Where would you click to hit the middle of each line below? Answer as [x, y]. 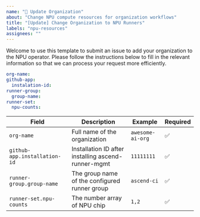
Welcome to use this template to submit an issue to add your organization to [99, 51]
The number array [96, 198]
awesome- [143, 133]
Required [178, 122]
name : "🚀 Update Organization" [45, 12]
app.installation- [35, 156]
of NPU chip [88, 206]
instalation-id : [32, 85]
